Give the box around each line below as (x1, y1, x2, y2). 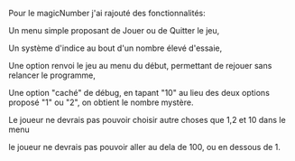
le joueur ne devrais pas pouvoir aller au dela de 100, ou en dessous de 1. (8, 142, 281, 152)
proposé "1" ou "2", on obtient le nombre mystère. (8, 97, 194, 108)
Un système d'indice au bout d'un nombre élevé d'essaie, (8, 43, 223, 53)
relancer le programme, (8, 70, 97, 80)
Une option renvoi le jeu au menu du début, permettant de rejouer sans (8, 61, 272, 71)
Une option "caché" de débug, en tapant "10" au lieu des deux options (8, 88, 270, 98)
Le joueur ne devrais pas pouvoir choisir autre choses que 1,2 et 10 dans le (8, 115, 286, 125)
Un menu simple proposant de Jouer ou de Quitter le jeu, (8, 25, 220, 35)
